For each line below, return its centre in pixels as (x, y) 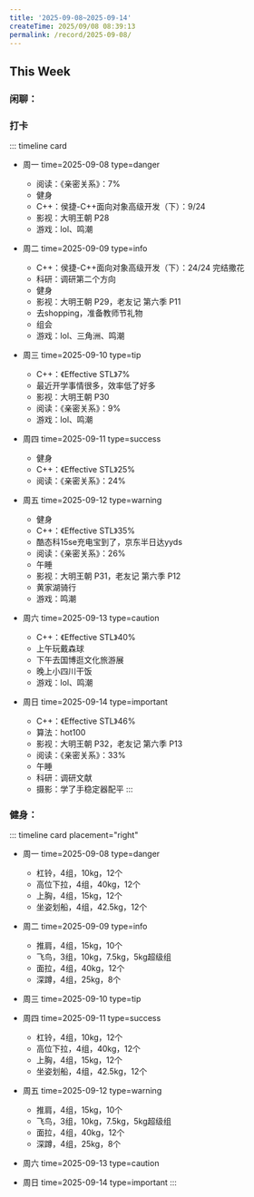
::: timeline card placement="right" (74, 835)
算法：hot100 (61, 732)
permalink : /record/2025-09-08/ (70, 34)
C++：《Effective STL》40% (86, 637)
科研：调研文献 (64, 777)
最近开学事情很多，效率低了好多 (96, 385)
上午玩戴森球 (60, 648)
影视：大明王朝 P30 (73, 396)
